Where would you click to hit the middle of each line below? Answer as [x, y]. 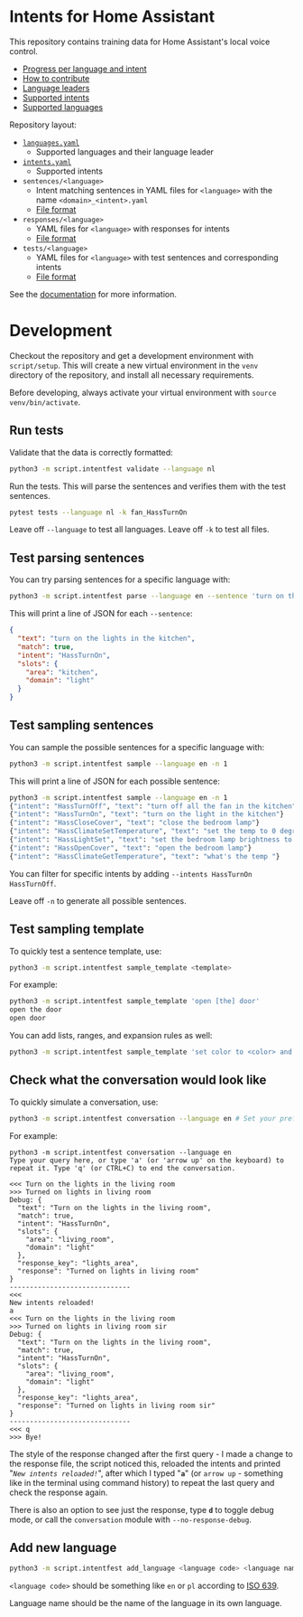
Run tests [37, 431]
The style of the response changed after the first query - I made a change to [151, 1453]
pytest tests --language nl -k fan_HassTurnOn [98, 512]
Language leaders [56, 88]
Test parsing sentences [77, 558]
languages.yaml [51, 143]
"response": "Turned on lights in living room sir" [117, 1405]
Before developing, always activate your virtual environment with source [143, 392]
